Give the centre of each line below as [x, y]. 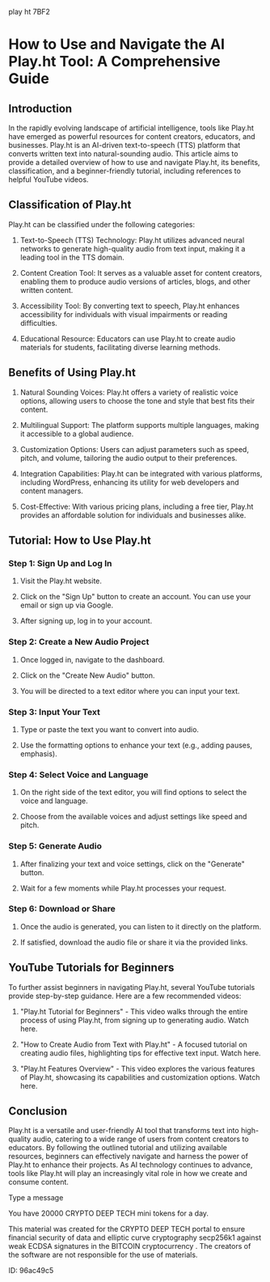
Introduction [40, 108]
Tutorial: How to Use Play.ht [80, 541]
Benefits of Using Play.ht [72, 372]
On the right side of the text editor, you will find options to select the [133, 793]
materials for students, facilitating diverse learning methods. [120, 347]
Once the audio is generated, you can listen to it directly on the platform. [141, 926]
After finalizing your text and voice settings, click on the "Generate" [132, 864]
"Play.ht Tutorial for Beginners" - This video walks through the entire [134, 1011]
